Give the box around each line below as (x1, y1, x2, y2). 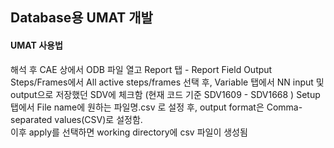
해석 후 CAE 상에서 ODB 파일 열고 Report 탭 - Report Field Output (10, 63, 273, 75)
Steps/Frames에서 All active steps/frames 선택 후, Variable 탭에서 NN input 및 (10, 76, 325, 88)
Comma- (266, 101, 303, 113)
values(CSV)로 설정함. (54, 113, 143, 125)
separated (10, 113, 53, 125)
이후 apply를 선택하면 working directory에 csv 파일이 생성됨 (10, 126, 248, 138)
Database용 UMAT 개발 (10, 9, 153, 27)
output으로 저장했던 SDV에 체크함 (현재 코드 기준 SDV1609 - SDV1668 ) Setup (10, 88, 321, 100)
